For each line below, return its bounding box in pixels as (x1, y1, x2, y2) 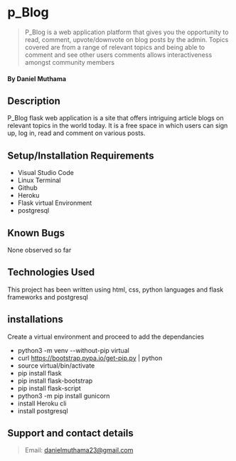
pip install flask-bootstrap (17, 376, 93, 385)
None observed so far (7, 245, 72, 254)
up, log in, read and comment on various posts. (7, 129, 146, 137)
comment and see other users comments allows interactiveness (24, 51, 213, 59)
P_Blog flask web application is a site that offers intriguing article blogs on (7, 114, 224, 122)
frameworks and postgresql (7, 292, 89, 301)
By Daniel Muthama (7, 74, 66, 83)
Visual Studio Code (17, 169, 75, 177)
